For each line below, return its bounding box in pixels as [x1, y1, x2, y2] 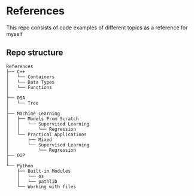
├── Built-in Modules [17, 168, 71, 174]
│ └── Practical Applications [6, 131, 87, 137]
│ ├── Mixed [6, 136, 52, 143]
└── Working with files [17, 183, 77, 189]
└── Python [6, 163, 34, 169]
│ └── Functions [6, 84, 52, 90]
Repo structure [6, 48, 63, 58]
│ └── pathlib [17, 178, 58, 185]
